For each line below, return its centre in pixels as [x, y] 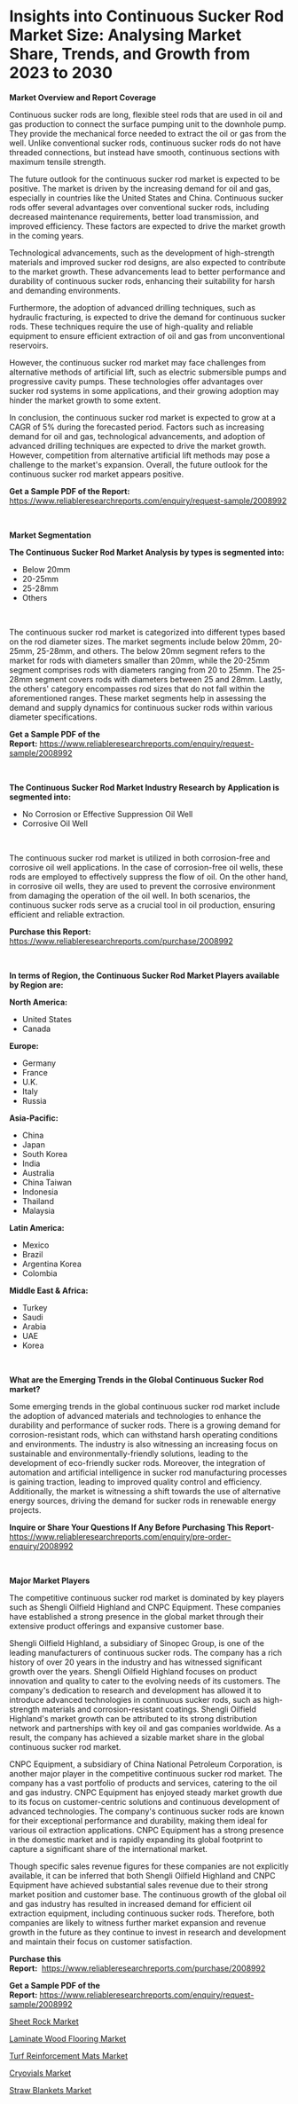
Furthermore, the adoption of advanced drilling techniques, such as [132, 307]
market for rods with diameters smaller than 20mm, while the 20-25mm [140, 660]
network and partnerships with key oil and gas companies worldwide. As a [145, 1728]
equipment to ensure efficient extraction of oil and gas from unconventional [147, 335]
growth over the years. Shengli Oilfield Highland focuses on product [133, 1671]
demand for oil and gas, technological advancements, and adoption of [137, 436]
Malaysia [38, 1210]
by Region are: [36, 985]
